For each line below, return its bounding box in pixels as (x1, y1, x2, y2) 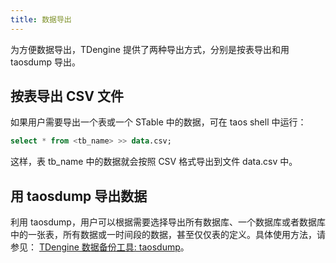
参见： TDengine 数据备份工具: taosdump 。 (10, 241, 190, 253)
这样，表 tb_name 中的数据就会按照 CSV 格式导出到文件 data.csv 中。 (10, 156, 298, 168)
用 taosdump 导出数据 (10, 187, 148, 205)
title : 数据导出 (10, 14, 72, 25)
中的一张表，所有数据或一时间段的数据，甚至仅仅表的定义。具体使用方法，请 (10, 229, 326, 241)
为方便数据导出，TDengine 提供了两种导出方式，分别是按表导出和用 (10, 43, 290, 55)
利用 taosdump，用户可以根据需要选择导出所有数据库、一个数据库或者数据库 (10, 216, 326, 228)
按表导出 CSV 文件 (10, 88, 124, 105)
